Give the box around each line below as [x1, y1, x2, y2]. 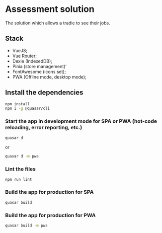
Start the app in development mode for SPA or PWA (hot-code [5, 118, 158, 125]
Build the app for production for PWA [5, 212, 96, 219]
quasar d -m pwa [5, 154, 39, 159]
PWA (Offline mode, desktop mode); [12, 74, 87, 80]
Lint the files [5, 165, 36, 172]
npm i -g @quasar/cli [5, 106, 50, 111]
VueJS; [12, 47, 28, 53]
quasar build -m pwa [5, 223, 48, 228]
